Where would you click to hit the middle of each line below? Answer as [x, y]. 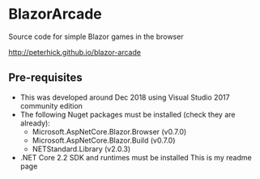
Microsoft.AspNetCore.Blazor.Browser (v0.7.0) [109, 131]
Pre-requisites [45, 78]
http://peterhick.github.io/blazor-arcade [75, 52]
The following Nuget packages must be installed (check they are [128, 114]
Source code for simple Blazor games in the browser [96, 36]
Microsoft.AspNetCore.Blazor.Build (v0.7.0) [104, 140]
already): [35, 123]
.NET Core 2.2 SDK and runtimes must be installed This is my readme [136, 157]
